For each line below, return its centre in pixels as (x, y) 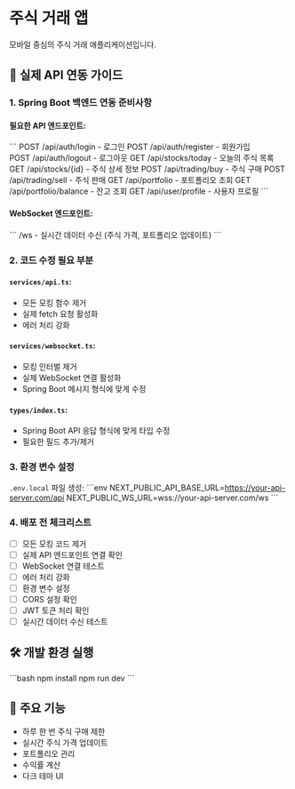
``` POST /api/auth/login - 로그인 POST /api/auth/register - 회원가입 (130, 147)
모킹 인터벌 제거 (49, 366)
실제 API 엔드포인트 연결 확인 (72, 554)
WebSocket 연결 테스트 (63, 566)
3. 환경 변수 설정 (42, 467)
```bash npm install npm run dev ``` (72, 678)
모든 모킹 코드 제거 (54, 544)
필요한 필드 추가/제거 (58, 442)
